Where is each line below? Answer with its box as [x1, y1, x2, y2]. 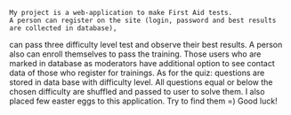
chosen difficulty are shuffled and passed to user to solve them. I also [9, 87, 265, 96]
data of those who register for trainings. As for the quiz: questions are [9, 67, 265, 78]
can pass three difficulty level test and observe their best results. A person [9, 40, 283, 50]
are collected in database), [9, 24, 117, 33]
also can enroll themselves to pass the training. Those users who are [9, 49, 262, 59]
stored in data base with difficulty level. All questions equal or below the [9, 77, 273, 88]
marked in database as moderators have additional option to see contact [9, 58, 275, 68]
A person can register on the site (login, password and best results [9, 16, 277, 25]
